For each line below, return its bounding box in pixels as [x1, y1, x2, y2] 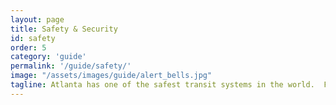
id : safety [10, 33, 56, 43]
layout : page [10, 14, 65, 25]
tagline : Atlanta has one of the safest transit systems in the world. [10, 80, 315, 90]
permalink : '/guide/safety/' [10, 61, 132, 71]
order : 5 [10, 42, 47, 53]
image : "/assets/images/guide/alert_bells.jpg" [10, 71, 213, 81]
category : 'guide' [10, 52, 87, 62]
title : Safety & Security [10, 24, 118, 34]
